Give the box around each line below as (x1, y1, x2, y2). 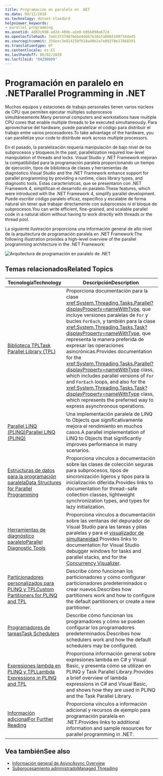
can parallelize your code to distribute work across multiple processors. (5, 135, 148, 141)
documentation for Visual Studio (66, 542, 140, 548)
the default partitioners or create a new (66, 598, 155, 605)
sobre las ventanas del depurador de (66, 517, 150, 524)
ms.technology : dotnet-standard (5, 16, 70, 21)
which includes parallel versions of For (66, 372, 154, 379)
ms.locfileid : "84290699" (5, 57, 57, 62)
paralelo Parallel (7, 539, 43, 545)
